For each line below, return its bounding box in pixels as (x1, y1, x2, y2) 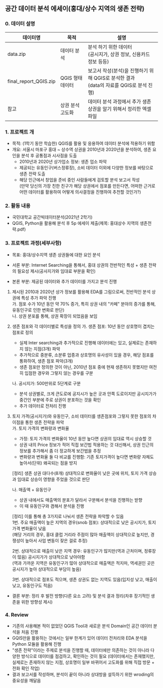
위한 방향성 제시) (21, 599, 53, 604)
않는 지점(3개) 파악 (24, 346, 61, 352)
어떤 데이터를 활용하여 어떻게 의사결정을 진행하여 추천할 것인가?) (19, 189, 142, 195)
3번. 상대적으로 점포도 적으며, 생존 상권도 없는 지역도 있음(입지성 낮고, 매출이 (12, 576, 158, 582)
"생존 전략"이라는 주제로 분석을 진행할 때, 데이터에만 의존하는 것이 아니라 (12, 647, 149, 653)
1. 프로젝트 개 (5, 128, 34, 135)
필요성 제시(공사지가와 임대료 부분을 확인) (17, 268, 96, 274)
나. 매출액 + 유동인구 (12, 487, 51, 492)
